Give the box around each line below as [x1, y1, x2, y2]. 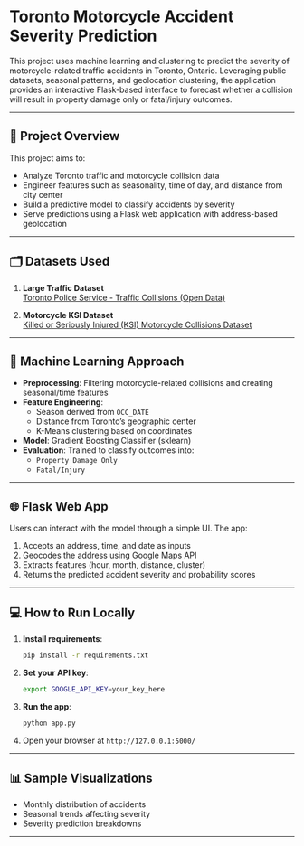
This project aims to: [9, 152, 86, 164]
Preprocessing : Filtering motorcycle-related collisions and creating [22, 378, 273, 389]
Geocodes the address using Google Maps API [22, 550, 197, 561]
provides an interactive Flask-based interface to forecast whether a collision [9, 84, 293, 95]
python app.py [22, 719, 76, 728]
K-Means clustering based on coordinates [35, 426, 193, 437]
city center [22, 189, 63, 200]
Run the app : [22, 700, 72, 711]
